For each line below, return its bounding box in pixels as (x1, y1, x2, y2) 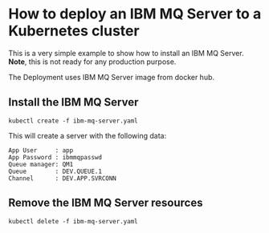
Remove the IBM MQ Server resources (8, 196, 203, 210)
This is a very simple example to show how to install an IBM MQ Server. (8, 48, 244, 58)
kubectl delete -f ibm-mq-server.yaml (8, 217, 138, 225)
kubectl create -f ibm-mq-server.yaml (8, 117, 138, 125)
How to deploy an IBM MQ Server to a (8, 5, 262, 23)
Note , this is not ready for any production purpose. (8, 57, 177, 66)
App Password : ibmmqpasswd (8, 153, 103, 161)
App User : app (8, 146, 74, 155)
